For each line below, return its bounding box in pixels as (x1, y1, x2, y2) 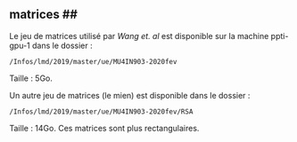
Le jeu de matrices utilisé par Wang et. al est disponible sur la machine (9, 30, 269, 41)
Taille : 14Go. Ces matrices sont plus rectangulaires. (9, 122, 200, 133)
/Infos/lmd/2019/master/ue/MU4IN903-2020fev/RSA (9, 106, 194, 116)
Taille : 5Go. (9, 73, 54, 83)
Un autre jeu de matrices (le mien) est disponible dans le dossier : (9, 90, 251, 100)
